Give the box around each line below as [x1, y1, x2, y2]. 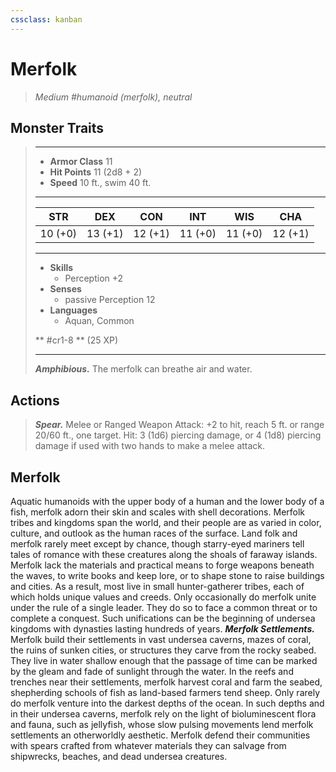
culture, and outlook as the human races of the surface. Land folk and [10, 527, 298, 539]
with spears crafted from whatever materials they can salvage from [10, 740, 287, 751]
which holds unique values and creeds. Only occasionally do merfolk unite [10, 591, 317, 603]
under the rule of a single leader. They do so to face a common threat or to [10, 602, 318, 613]
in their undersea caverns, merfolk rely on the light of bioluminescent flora [10, 708, 317, 720]
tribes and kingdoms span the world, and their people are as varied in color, [10, 517, 322, 528]
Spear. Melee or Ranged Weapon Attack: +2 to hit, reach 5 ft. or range [34, 419, 325, 431]
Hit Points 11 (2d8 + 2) [49, 166, 143, 178]
